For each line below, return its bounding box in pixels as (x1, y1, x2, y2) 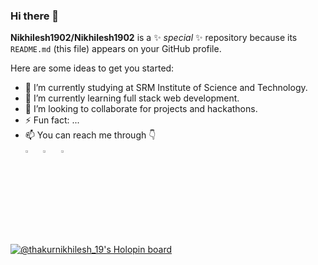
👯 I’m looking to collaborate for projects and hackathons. (24, 103, 258, 115)
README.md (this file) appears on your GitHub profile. (10, 43, 222, 55)
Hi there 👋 (10, 9, 60, 23)
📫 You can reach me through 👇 (24, 129, 157, 141)
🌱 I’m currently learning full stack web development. (24, 92, 240, 104)
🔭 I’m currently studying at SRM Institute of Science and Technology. (24, 82, 308, 94)
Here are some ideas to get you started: (10, 62, 175, 74)
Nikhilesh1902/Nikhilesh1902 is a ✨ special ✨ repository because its (10, 32, 298, 44)
